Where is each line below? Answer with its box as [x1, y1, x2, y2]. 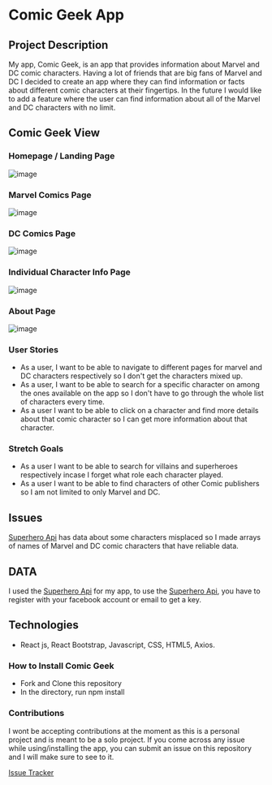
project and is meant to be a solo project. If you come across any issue [8, 735, 245, 744]
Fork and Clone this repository [19, 679, 122, 688]
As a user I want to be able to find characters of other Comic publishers [19, 479, 260, 489]
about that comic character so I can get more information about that [19, 414, 248, 424]
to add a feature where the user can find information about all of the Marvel [8, 94, 261, 103]
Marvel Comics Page [8, 189, 92, 201]
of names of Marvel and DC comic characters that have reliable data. [8, 541, 240, 551]
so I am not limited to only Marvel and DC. [19, 487, 161, 497]
